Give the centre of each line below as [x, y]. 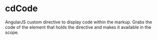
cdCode [22, 9]
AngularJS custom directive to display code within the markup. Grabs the [79, 22]
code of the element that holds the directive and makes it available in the [78, 27]
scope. [12, 32]
